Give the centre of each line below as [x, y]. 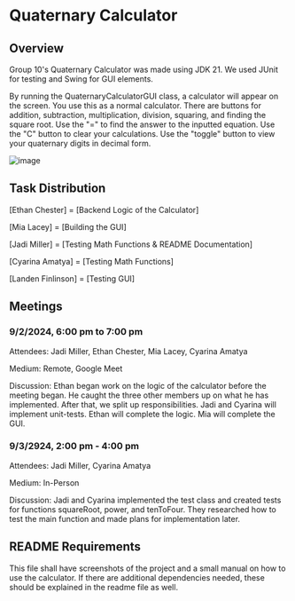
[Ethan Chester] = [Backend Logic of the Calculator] [104, 210]
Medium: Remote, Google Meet [66, 368]
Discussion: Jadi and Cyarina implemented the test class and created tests [145, 500]
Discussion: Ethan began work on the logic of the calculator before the [138, 385]
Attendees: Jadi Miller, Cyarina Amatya [80, 465]
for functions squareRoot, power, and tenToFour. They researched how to [143, 509]
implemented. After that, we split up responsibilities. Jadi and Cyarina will [143, 404]
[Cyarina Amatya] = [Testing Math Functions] [92, 261]
